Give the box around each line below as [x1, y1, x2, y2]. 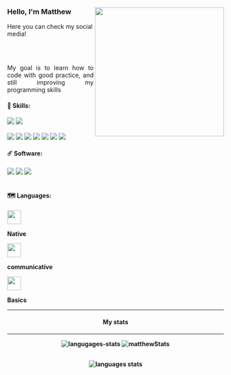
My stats [102, 318, 129, 326]
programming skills [7, 86, 62, 94]
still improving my [7, 78, 94, 87]
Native [7, 229, 27, 237]
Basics [7, 296, 27, 304]
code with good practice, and [7, 71, 94, 79]
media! [7, 30, 27, 38]
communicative [7, 262, 53, 271]
